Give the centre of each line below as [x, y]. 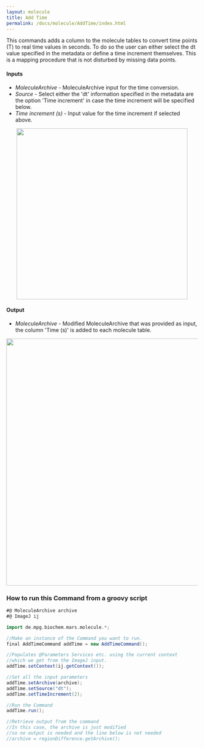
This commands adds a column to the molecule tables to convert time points [102, 41]
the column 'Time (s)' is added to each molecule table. [83, 330]
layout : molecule [28, 12]
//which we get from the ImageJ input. [57, 660]
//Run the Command [29, 705]
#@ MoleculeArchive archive [42, 611]
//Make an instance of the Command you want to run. [74, 638]
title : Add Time [27, 18]
